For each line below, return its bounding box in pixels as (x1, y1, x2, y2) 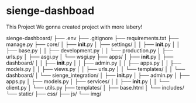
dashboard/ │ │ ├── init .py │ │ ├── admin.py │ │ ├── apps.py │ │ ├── (6, 59, 181, 66)
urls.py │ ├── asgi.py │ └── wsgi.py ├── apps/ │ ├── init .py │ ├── (6, 53, 174, 60)
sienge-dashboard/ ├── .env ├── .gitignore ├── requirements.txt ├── (6, 34, 179, 41)
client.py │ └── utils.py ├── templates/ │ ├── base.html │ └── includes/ (6, 84, 184, 91)
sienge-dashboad (6, 4, 95, 17)
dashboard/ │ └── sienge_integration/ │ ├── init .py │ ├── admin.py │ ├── (6, 72, 190, 79)
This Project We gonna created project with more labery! (6, 23, 143, 30)
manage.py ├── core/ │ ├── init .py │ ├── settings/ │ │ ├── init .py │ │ (6, 41, 180, 48)
